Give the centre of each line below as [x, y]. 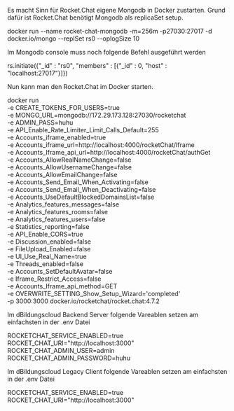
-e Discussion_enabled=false [49, 242]
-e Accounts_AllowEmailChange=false [62, 175]
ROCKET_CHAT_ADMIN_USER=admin [61, 350]
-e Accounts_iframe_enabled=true [57, 137]
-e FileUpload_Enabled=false [49, 249]
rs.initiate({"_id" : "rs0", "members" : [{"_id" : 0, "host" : [87, 65]
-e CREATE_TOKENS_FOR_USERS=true [64, 107]
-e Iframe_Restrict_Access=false [54, 279]
